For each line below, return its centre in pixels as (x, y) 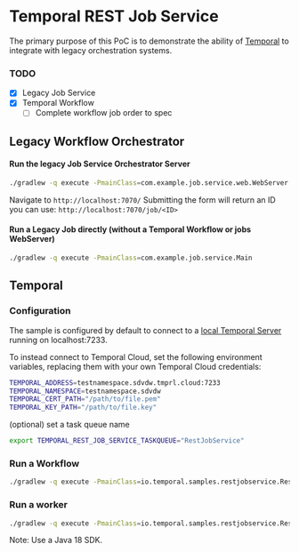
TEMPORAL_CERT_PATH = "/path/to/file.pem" (85, 399)
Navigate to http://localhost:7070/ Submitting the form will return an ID (142, 200)
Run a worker (39, 505)
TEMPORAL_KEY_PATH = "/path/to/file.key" (83, 408)
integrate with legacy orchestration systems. (91, 50)
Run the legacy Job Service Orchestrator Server (100, 164)
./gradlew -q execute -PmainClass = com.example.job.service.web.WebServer (149, 183)
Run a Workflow (44, 463)
